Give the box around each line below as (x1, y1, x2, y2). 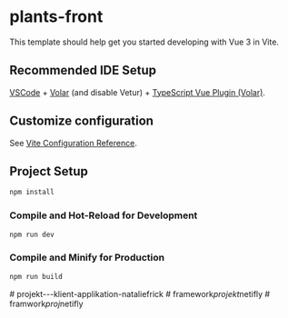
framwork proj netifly (9, 298, 84, 309)
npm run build (9, 272, 64, 281)
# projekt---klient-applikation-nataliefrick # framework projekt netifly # (9, 288, 271, 299)
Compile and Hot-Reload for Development (9, 209, 198, 222)
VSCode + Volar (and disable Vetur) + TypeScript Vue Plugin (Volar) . (9, 86, 266, 97)
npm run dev (9, 230, 55, 239)
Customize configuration (9, 114, 154, 129)
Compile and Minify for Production (9, 252, 165, 264)
